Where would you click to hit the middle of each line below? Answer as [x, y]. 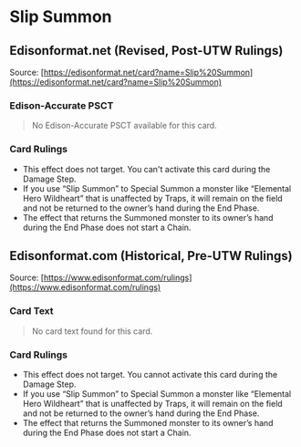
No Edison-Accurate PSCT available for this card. [124, 126]
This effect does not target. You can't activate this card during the [146, 169]
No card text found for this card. [92, 331]
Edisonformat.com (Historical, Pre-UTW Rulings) [151, 256]
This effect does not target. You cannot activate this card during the [150, 374]
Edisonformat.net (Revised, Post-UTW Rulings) [146, 51]
